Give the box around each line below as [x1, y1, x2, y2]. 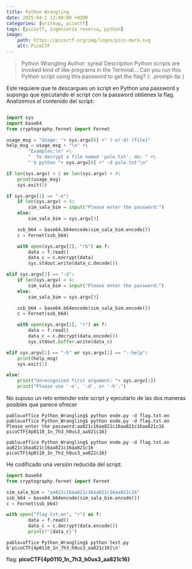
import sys [6, 114, 34, 121]
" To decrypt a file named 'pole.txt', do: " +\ [28, 154, 156, 160]
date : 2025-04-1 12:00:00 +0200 [6, 15, 88, 21]
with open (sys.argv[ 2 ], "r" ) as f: [17, 321, 108, 328]
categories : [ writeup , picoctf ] [6, 20, 88, 26]
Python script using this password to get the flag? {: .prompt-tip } [21, 73, 185, 80]
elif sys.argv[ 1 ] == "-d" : [6, 271, 75, 277]
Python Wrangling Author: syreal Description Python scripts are [21, 59, 180, 67]
